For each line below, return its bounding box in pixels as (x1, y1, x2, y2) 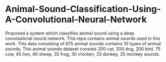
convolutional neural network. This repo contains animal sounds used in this (5, 35, 161, 41)
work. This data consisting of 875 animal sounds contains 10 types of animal (5, 40, 161, 46)
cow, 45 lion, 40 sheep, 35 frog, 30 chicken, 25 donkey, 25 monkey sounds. (5, 51, 161, 57)
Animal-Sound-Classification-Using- (5, 3, 161, 15)
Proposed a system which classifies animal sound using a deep (5, 30, 135, 36)
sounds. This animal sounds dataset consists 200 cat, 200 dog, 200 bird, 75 (5, 46, 161, 52)
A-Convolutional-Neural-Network (5, 14, 147, 25)
